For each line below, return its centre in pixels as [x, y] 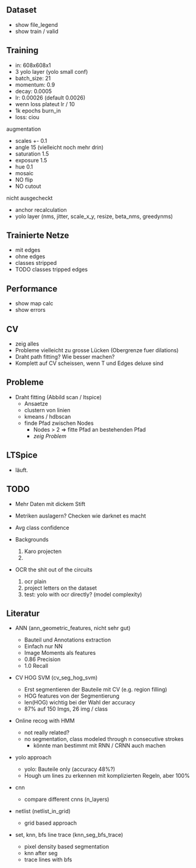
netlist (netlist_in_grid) [43, 811]
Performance [32, 288]
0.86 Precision [42, 659]
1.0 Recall [36, 666]
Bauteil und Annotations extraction [68, 640]
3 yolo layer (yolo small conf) [51, 71]
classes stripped [36, 263]
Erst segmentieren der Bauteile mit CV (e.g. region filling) [96, 690]
